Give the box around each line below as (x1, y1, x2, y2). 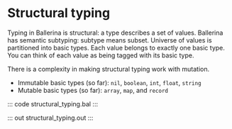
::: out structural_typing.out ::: (7, 113, 94, 122)
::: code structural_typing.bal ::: (7, 99, 98, 108)
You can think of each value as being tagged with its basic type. (7, 51, 194, 60)
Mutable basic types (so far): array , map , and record (17, 86, 169, 94)
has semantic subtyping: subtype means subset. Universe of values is (7, 35, 212, 44)
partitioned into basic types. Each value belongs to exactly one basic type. (7, 43, 226, 52)
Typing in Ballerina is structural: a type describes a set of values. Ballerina (7, 28, 223, 37)
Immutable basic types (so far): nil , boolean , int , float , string (17, 78, 201, 86)
